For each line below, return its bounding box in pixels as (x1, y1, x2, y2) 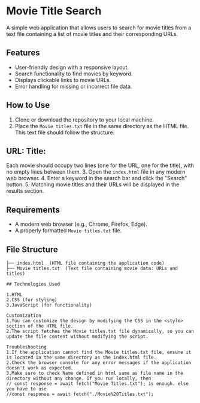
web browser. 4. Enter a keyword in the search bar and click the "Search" (6, 175, 187, 182)
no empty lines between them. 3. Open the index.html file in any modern (6, 168, 186, 175)
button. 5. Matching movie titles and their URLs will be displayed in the (6, 181, 180, 188)
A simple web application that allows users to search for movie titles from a (6, 24, 192, 31)
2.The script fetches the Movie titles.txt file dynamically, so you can (6, 328, 195, 334)
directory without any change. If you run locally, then (6, 375, 151, 381)
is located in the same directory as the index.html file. (6, 354, 157, 360)
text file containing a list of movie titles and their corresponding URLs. (6, 30, 178, 37)
